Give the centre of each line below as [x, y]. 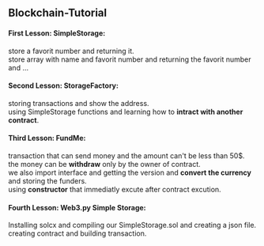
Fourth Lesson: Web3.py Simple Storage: [77, 207]
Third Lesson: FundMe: [47, 138]
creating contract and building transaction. [77, 233]
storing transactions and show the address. [79, 103]
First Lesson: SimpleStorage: [57, 33]
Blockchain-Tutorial [58, 13]
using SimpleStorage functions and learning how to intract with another [126, 112]
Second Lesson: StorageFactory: [63, 85]
